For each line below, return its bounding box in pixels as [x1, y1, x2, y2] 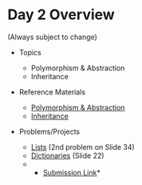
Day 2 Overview [7, 6, 115, 24]
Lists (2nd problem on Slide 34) [30, 142, 135, 151]
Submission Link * [42, 167, 101, 177]
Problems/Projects [18, 127, 81, 136]
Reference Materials [18, 86, 85, 97]
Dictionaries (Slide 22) [30, 151, 105, 160]
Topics [18, 47, 41, 57]
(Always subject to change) [7, 32, 97, 42]
